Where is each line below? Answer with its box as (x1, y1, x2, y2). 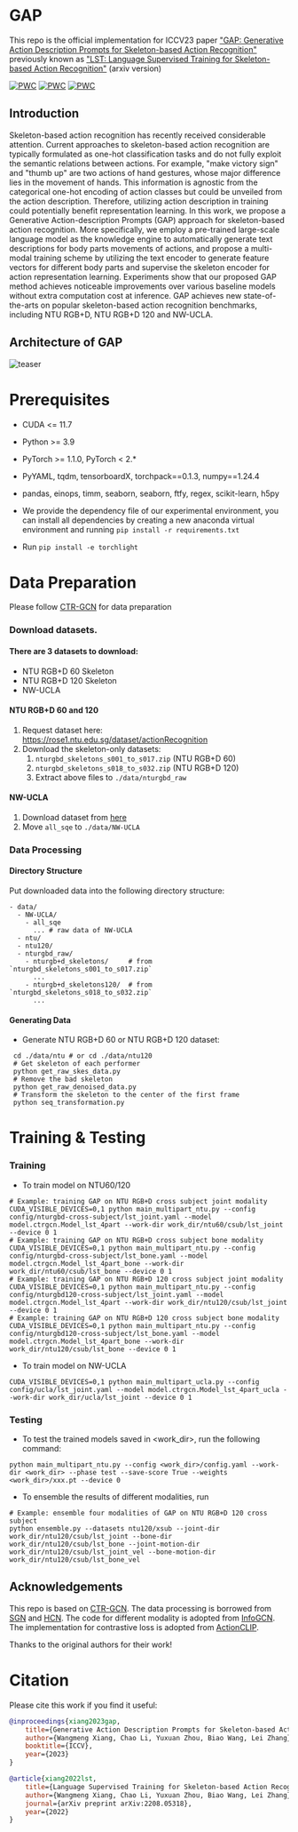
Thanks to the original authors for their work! (9, 1639, 173, 1650)
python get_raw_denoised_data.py (12, 1083, 137, 1092)
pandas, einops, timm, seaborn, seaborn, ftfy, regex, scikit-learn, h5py (21, 488, 279, 499)
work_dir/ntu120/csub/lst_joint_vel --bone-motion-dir (9, 1548, 216, 1556)
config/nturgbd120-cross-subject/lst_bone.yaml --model (9, 1329, 220, 1338)
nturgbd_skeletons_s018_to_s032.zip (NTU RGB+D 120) (35, 762, 239, 773)
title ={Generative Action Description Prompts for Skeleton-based (25, 1725, 276, 1734)
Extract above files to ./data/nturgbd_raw (35, 772, 187, 782)
